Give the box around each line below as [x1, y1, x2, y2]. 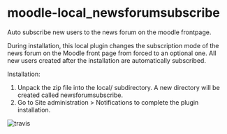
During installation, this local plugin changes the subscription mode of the [7, 41, 219, 50]
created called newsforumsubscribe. [17, 91, 124, 99]
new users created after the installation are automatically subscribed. [7, 56, 206, 64]
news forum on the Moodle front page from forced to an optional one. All [7, 49, 217, 57]
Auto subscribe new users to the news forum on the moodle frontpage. [7, 28, 212, 36]
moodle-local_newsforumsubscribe [7, 5, 220, 21]
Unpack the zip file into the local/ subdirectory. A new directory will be [17, 83, 220, 91]
